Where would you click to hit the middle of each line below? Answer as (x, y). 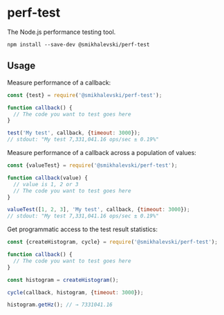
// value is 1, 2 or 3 (46, 184)
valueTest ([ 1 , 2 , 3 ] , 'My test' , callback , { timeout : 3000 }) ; (99, 210)
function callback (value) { (48, 178)
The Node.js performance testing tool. (62, 32)
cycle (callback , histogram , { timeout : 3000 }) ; (75, 292)
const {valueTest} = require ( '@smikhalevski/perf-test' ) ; (92, 165)
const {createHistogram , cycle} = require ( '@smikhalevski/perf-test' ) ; (112, 242)
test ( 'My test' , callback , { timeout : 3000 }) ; (74, 133)
